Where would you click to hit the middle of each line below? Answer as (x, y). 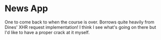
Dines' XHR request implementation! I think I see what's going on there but (80, 27)
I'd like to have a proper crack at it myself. (47, 32)
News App (26, 9)
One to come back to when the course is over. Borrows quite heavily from (80, 22)
